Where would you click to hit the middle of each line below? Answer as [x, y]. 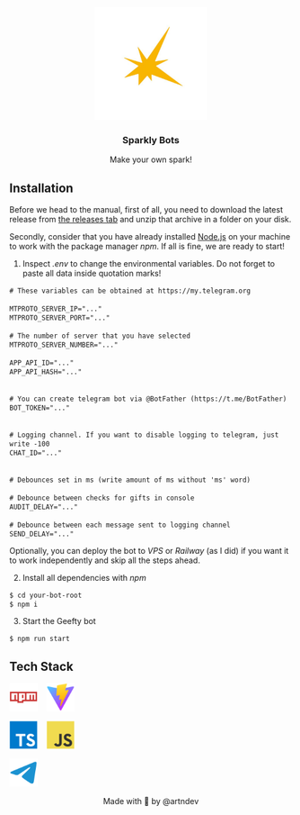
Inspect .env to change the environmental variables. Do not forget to [149, 264]
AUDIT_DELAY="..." [44, 507]
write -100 [30, 444]
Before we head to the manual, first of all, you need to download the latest [146, 210]
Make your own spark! [151, 159]
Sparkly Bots [151, 140]
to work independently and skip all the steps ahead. [105, 560]
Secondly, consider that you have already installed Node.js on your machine [150, 237]
